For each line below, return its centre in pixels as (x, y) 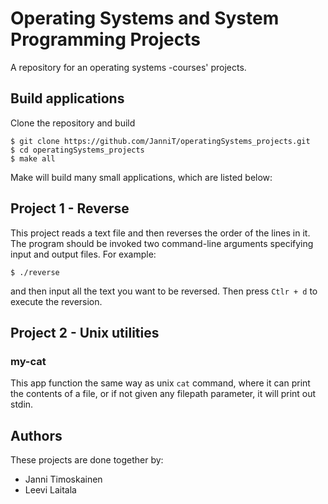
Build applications (67, 98)
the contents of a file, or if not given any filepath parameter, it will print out (163, 394)
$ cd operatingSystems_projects (77, 150)
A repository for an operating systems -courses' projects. (128, 67)
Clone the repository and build (73, 123)
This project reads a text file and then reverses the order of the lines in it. (160, 233)
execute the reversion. (56, 301)
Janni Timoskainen (63, 479)
